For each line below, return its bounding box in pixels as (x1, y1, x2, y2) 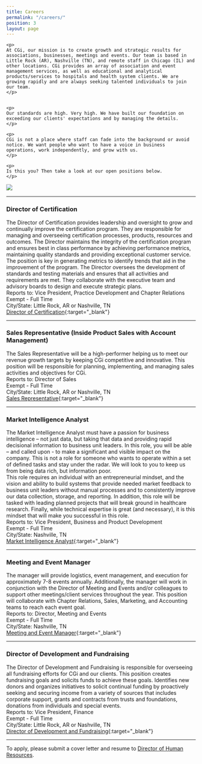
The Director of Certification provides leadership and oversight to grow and (6, 219, 193, 226)
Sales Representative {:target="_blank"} (6, 394, 104, 402)
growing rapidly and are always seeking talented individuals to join (6, 79, 187, 85)
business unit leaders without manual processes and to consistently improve (6, 486, 196, 494)
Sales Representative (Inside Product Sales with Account (6, 329, 176, 337)
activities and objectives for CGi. (6, 369, 87, 376)
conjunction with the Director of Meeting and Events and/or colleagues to (6, 584, 188, 592)
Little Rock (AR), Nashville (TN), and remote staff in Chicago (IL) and (6, 58, 195, 64)
